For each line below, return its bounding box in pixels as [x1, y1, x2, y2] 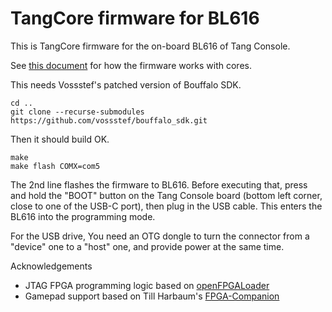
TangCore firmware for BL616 [10, 7, 260, 30]
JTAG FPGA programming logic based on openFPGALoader [24, 279, 270, 291]
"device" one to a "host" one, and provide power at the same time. [10, 240, 285, 252]
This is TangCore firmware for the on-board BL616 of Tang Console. [10, 40, 291, 52]
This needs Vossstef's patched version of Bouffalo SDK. [10, 78, 242, 91]
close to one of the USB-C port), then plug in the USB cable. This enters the [10, 200, 323, 212]
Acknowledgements [10, 260, 93, 272]
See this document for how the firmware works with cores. [10, 59, 252, 71]
